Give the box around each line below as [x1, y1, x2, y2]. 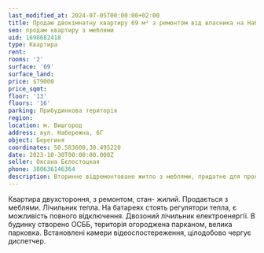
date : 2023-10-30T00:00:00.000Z [8, 151, 114, 158]
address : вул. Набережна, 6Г [8, 128, 104, 136]
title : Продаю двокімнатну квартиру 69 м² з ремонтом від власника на [8, 19, 244, 27]
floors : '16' [8, 99, 51, 107]
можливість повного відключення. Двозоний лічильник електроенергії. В [8, 210, 255, 221]
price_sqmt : [8, 84, 47, 93]
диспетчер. [8, 236, 46, 245]
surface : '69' [8, 63, 55, 71]
